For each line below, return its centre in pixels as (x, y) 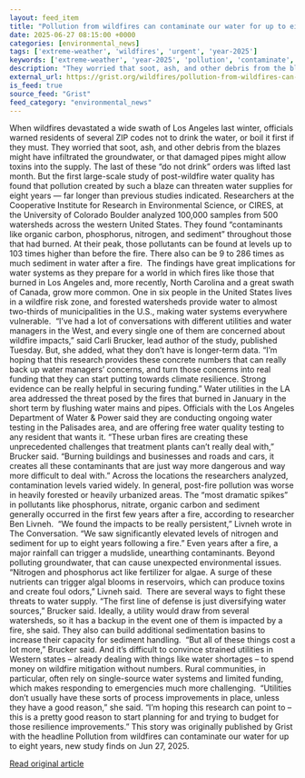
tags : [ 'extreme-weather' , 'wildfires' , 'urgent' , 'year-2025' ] (133, 52)
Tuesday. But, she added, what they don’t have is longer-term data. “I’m (143, 350)
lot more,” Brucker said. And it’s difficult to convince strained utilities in (142, 650)
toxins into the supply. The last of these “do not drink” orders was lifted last (150, 167)
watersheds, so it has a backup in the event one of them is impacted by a (146, 621)
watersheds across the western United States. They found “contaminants (146, 224)
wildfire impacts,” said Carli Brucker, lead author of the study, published (143, 341)
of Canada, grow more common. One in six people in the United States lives (151, 293)
